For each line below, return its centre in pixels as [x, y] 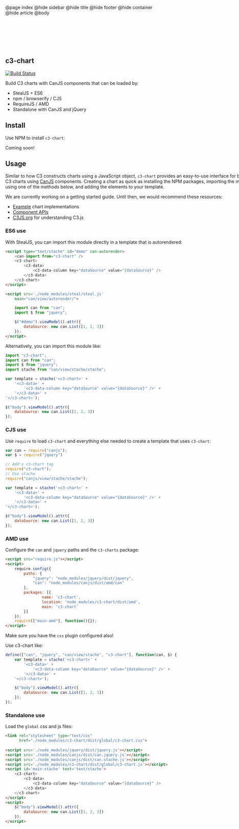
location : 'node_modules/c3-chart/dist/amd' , [91, 602]
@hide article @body [27, 13]
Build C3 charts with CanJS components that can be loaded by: [72, 83]
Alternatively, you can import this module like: [53, 346]
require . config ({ [33, 569]
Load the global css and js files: [39, 727]
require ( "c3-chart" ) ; [28, 469]
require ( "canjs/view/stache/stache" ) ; [46, 478]
